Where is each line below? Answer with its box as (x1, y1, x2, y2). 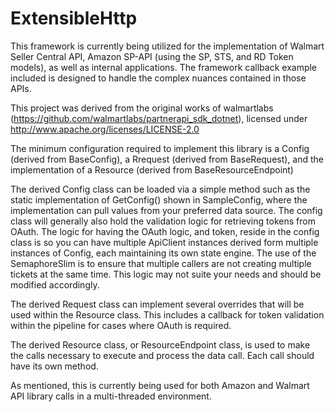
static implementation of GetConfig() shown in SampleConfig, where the (10, 193, 308, 206)
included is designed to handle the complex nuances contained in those (10, 72, 307, 84)
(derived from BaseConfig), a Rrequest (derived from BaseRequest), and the (10, 153, 325, 165)
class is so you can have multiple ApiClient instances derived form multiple (10, 236, 319, 248)
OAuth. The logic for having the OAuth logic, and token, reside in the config (10, 225, 320, 237)
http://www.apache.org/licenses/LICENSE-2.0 (10, 123, 200, 135)
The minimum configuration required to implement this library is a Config (10, 142, 310, 154)
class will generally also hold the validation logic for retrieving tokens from (10, 215, 316, 227)
